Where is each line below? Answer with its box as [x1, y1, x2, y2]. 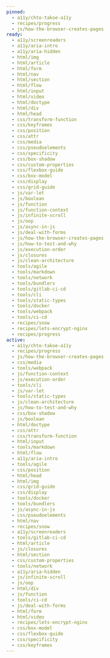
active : [6, 337, 26, 343]
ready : [6, 32, 23, 38]
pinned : [6, 9, 26, 15]
